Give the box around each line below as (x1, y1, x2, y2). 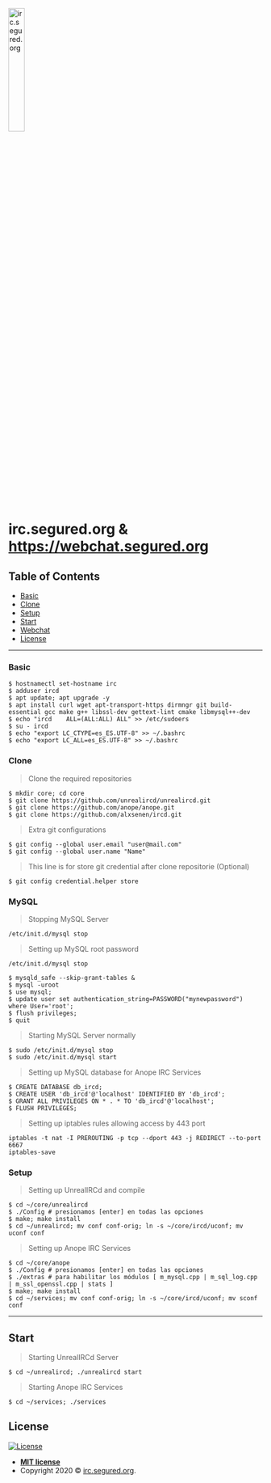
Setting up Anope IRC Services (27, 1244, 131, 1253)
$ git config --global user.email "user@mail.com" (8, 840, 182, 848)
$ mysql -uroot (8, 981, 60, 989)
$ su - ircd (8, 722, 48, 731)
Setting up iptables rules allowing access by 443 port (27, 1118, 206, 1128)
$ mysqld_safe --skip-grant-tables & (8, 974, 135, 982)
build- (210, 701, 232, 709)
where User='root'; (8, 1002, 74, 1010)
